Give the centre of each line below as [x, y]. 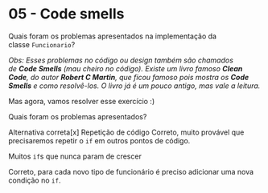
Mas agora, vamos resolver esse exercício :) [82, 101]
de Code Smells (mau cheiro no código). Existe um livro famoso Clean [126, 68]
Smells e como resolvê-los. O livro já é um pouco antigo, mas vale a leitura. [134, 86]
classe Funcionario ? [42, 44]
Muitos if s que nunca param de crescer [75, 156]
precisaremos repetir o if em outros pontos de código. [99, 140]
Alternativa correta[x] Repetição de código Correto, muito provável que [126, 132]
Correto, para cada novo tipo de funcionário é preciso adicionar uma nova [131, 171]
